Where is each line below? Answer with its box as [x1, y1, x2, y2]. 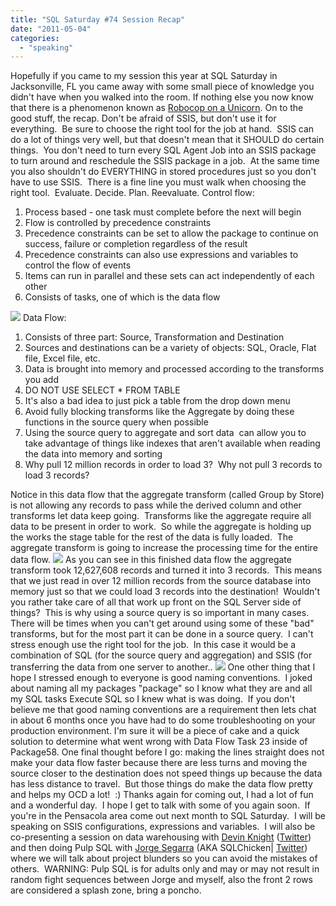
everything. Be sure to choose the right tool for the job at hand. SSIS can [10, 123, 315, 135]
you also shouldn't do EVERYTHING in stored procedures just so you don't [10, 166, 317, 178]
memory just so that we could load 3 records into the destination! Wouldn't [10, 586, 321, 598]
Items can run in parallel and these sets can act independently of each [24, 270, 315, 282]
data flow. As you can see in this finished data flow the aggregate [10, 554, 292, 566]
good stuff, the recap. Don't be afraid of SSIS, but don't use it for [10, 112, 277, 125]
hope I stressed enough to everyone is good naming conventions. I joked [10, 672, 313, 684]
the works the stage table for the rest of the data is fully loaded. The [10, 531, 294, 543]
